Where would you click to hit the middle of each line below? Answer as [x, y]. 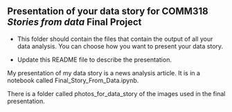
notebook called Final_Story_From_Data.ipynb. [73, 80]
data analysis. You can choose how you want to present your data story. [120, 46]
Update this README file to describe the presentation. [94, 59]
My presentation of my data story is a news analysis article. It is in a [104, 73]
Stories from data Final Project [74, 22]
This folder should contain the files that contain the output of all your [115, 39]
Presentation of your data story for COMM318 [108, 11]
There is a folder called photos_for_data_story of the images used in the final [116, 93]
